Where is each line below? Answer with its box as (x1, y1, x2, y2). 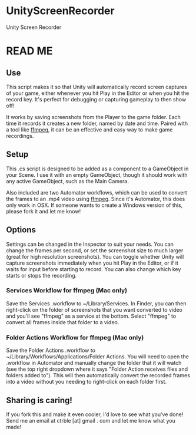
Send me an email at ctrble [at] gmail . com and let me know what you (6, 417, 175, 424)
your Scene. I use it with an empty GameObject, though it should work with (6, 171, 188, 178)
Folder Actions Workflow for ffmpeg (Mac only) (6, 333, 144, 341)
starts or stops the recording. (6, 272, 77, 279)
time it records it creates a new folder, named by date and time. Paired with (6, 120, 188, 127)
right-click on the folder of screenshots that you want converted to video (6, 306, 182, 313)
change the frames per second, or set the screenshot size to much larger (6, 246, 184, 254)
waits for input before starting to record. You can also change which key (6, 265, 181, 272)
